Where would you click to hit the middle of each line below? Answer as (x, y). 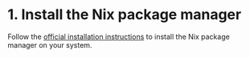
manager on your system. (50, 44)
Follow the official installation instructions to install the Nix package (119, 37)
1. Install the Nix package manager (125, 15)
